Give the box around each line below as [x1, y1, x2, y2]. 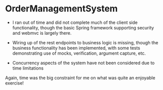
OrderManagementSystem [5, 3, 118, 14]
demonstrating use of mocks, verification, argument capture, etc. [12, 50, 146, 56]
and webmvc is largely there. [12, 30, 72, 36]
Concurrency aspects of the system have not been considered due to [12, 60, 155, 66]
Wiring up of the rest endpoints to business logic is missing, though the [12, 39, 159, 45]
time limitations [12, 65, 44, 71]
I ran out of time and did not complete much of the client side [12, 19, 138, 25]
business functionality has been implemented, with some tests [12, 45, 141, 51]
